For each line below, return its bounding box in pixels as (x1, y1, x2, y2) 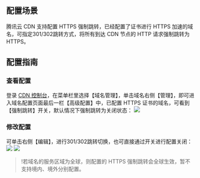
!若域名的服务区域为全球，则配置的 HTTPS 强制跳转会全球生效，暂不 (20, 158, 191, 165)
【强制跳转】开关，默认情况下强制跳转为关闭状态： (6, 106, 133, 114)
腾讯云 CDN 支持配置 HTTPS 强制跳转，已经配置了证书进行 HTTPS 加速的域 (6, 23, 193, 30)
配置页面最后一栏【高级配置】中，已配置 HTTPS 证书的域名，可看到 (22, 99, 190, 106)
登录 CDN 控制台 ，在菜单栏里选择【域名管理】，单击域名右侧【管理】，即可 (6, 91, 189, 99)
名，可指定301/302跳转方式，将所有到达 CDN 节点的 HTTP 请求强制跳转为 (6, 30, 190, 37)
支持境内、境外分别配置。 (20, 165, 85, 173)
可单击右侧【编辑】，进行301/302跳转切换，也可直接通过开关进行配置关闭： (6, 138, 193, 145)
